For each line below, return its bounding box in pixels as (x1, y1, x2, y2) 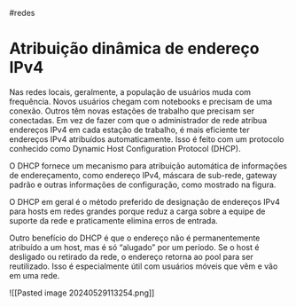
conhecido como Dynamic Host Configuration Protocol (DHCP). (9, 143, 241, 153)
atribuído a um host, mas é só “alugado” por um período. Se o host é (9, 241, 260, 252)
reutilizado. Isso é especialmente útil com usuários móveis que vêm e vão (9, 261, 278, 272)
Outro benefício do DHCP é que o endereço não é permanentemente (9, 232, 261, 243)
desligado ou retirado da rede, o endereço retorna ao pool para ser (9, 251, 254, 262)
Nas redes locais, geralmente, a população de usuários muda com (9, 86, 251, 97)
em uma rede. (9, 270, 60, 280)
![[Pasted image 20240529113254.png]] (9, 287, 155, 298)
